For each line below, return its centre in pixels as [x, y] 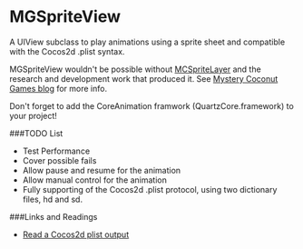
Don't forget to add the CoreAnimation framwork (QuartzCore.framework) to [152, 105]
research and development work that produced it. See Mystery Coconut [144, 78]
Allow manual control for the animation [95, 180]
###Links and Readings [54, 216]
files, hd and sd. [53, 199]
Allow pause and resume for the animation [102, 170]
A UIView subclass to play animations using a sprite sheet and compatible [147, 42]
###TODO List [36, 133]
